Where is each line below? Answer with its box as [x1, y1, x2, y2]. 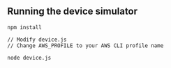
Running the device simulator [7, 6, 138, 17]
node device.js [7, 54, 52, 61]
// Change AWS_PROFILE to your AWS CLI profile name [7, 42, 164, 49]
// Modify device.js [7, 36, 68, 43]
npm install [7, 24, 42, 31]
